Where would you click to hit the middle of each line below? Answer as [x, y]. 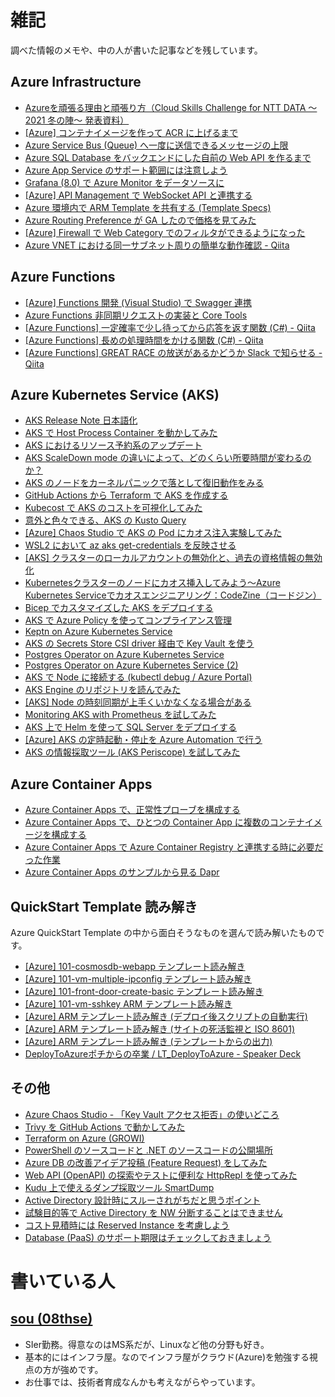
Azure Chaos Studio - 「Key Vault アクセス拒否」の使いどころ [152, 1114]
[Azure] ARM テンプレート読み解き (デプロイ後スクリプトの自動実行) [166, 1016]
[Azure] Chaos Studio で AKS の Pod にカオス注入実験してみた [153, 533]
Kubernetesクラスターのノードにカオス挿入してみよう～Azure [152, 583]
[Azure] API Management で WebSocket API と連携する [138, 195]
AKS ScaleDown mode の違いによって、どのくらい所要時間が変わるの [168, 458]
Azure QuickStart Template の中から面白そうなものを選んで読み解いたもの [163, 932]
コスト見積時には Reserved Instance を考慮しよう [127, 1225]
